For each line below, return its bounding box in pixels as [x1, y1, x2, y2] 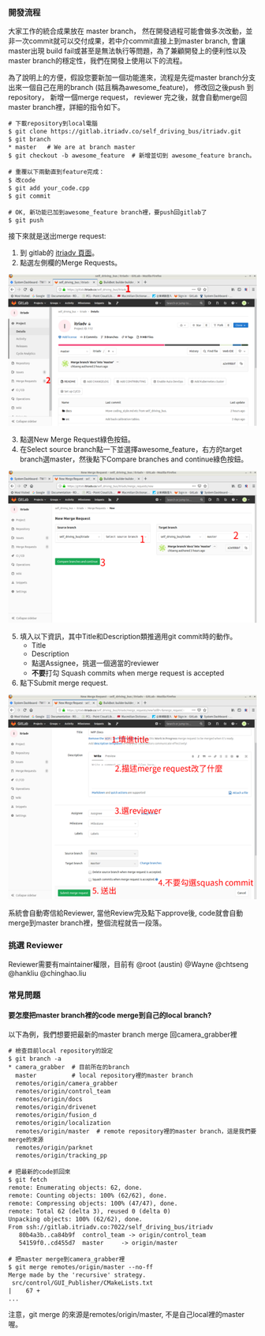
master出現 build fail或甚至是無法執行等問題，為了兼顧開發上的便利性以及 [8, 46, 247, 56]
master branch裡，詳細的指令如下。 [8, 103, 125, 112]
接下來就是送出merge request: [8, 231, 106, 241]
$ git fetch [8, 1176, 47, 1184]
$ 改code [8, 176, 35, 185]
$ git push [8, 216, 44, 224]
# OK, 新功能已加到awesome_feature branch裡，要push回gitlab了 [8, 209, 207, 216]
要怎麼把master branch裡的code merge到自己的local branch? [8, 1010, 212, 1020]
